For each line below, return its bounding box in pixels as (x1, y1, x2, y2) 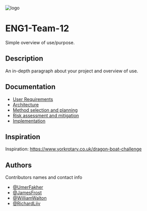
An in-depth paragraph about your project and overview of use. (5, 68, 138, 74)
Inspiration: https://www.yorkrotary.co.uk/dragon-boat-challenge (5, 146, 142, 152)
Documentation (5, 83, 56, 91)
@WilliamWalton (12, 195, 47, 201)
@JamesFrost (12, 190, 42, 196)
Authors (5, 161, 32, 169)
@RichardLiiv (12, 200, 41, 206)
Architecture (12, 101, 39, 108)
